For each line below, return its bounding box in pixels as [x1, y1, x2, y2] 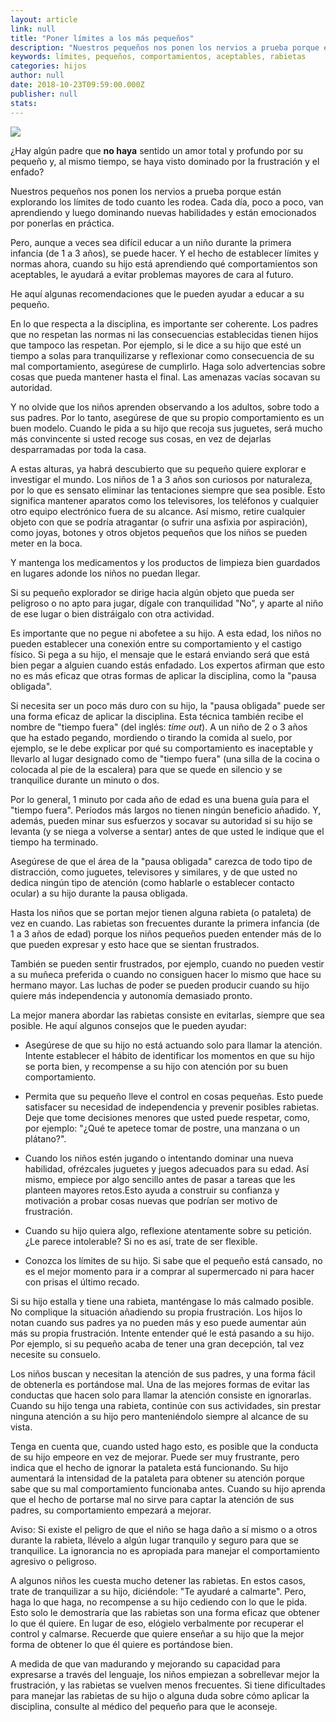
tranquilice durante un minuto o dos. [10, 774, 160, 786]
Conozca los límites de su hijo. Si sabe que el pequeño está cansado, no [24, 1254, 323, 1266]
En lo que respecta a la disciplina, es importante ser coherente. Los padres [10, 317, 319, 330]
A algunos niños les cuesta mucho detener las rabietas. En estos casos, [10, 1574, 306, 1586]
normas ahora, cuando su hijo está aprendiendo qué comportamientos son [10, 257, 318, 270]
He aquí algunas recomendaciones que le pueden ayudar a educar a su [10, 287, 305, 300]
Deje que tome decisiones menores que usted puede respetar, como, [24, 1111, 311, 1123]
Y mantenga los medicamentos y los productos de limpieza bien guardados [10, 556, 321, 568]
